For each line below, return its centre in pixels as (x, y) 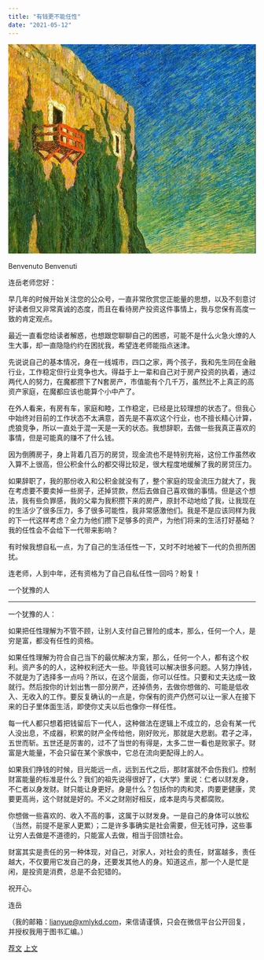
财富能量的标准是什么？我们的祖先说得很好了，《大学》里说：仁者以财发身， (130, 779)
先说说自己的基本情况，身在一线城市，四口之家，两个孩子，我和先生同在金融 (132, 362)
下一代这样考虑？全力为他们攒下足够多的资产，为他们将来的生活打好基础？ (135, 520)
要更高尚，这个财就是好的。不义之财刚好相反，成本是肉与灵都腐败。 (118, 799)
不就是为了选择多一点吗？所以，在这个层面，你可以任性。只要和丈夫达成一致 (132, 677)
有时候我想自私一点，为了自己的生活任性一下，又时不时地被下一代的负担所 (128, 547)
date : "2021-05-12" (40, 25)
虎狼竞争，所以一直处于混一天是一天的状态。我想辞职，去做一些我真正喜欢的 (132, 428)
